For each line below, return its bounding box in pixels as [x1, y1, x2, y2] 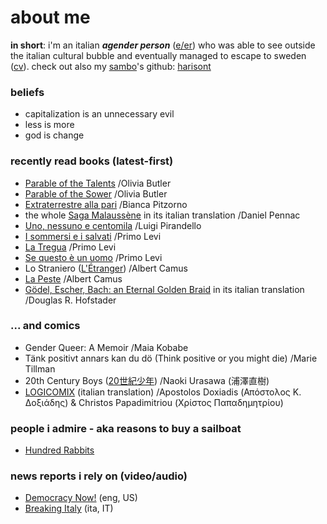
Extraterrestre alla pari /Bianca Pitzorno [24, 198, 188, 210]
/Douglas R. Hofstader [24, 294, 117, 306]
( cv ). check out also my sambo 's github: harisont [10, 60, 212, 72]
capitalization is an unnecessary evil [24, 108, 175, 120]
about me [10, 6, 91, 29]
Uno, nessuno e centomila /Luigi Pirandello [24, 219, 202, 231]
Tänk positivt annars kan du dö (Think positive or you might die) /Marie [24, 352, 318, 364]
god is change [24, 129, 85, 141]
